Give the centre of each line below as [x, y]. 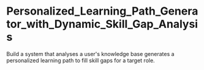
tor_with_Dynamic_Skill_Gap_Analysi [102, 24]
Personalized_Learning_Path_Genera [102, 11]
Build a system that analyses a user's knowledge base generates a [90, 54]
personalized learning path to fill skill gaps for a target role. [81, 60]
